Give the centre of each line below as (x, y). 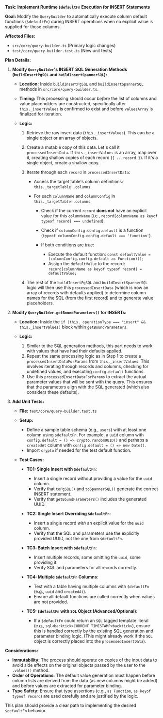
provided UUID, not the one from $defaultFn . (78, 538)
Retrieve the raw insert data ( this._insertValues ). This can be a (90, 133)
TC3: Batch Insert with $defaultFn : (62, 548)
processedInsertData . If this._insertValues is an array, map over (91, 152)
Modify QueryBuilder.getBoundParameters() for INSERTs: (69, 312)
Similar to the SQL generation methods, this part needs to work (90, 346)
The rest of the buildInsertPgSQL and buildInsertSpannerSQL (87, 282)
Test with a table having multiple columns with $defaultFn (91, 586)
